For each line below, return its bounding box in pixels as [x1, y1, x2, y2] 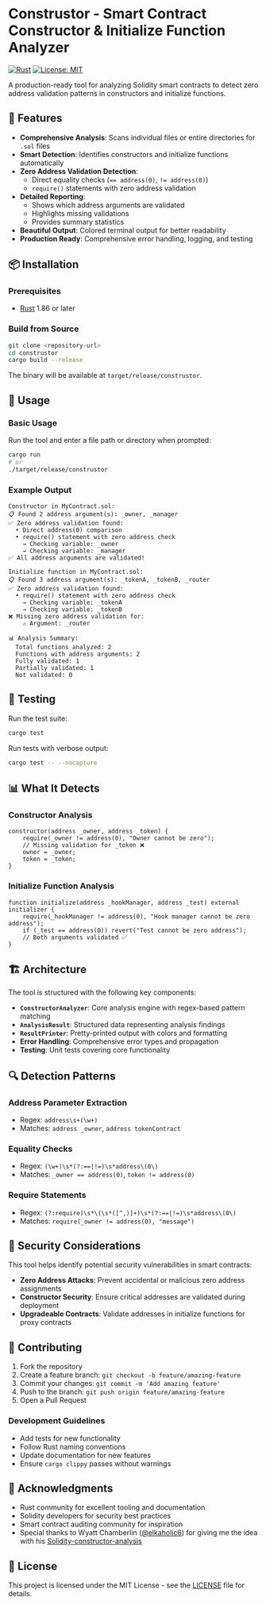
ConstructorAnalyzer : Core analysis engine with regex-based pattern [19, 1003, 245, 1013]
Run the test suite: [8, 714, 67, 723]
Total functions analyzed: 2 [15, 643, 112, 651]
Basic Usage [8, 418, 58, 429]
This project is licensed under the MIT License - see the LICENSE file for [8, 1580, 245, 1590]
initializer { [8, 906, 56, 914]
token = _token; [22, 855, 77, 864]
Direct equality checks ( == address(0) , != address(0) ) [31, 175, 209, 184]
